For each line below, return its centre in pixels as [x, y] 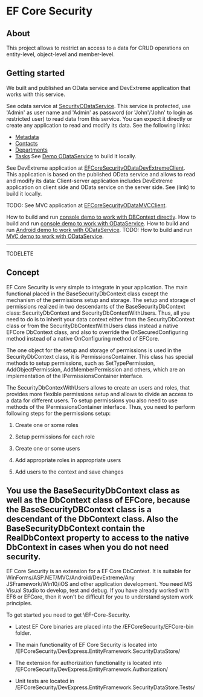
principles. [19, 603]
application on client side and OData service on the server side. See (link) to [101, 187]
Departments [31, 150]
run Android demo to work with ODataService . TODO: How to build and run [99, 230]
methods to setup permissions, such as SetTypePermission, [81, 363]
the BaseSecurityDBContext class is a [79, 509]
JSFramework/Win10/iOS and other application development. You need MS [99, 584]
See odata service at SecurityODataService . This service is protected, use [99, 106]
